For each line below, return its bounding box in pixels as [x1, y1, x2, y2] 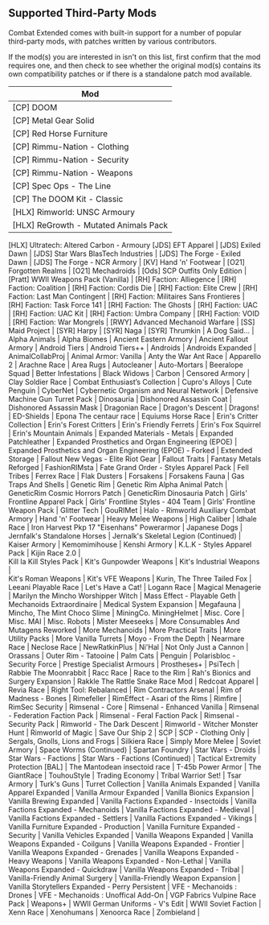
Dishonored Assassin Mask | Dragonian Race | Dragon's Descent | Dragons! [8, 403, 259, 412]
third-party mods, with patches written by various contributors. [8, 36, 217, 46]
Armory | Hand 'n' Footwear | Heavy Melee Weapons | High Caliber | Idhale [8, 514, 257, 523]
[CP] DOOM [12, 101, 58, 113]
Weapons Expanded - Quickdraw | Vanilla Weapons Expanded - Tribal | [8, 865, 244, 874]
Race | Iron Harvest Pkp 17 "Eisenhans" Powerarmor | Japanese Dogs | [8, 522, 243, 532]
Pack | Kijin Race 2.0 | [8, 547, 81, 558]
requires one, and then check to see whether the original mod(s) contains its [8, 60, 261, 70]
